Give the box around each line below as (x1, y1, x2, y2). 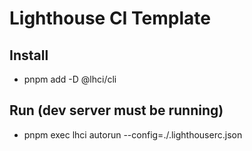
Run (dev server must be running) (9, 102, 224, 119)
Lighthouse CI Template (9, 7, 211, 30)
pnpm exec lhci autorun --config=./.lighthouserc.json (23, 128, 243, 141)
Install (9, 47, 49, 64)
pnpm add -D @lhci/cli (23, 73, 117, 85)
